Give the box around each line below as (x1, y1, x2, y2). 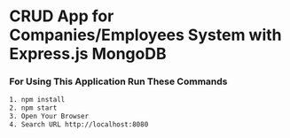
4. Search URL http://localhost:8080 (9, 120, 149, 129)
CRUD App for (9, 6, 114, 27)
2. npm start (9, 103, 58, 112)
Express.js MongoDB (9, 44, 167, 64)
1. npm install (9, 96, 66, 104)
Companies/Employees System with (9, 25, 282, 45)
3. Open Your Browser (9, 112, 90, 121)
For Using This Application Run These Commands (9, 75, 228, 88)
